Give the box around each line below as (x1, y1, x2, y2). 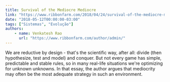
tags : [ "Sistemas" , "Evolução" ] (5, 21, 73, 27)
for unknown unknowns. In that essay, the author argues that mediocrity (5, 65, 155, 71)
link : (5, 12, 17, 17)
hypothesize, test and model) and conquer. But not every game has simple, (5, 55, 162, 61)
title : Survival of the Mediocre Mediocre (5, 7, 96, 13)
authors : (5, 26, 24, 31)
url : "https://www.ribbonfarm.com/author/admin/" (18, 36, 125, 41)
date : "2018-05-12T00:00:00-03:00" (5, 17, 80, 22)
